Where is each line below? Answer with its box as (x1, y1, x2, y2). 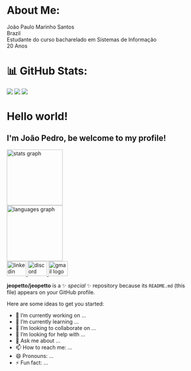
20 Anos (7, 42, 28, 49)
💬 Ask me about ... (15, 337, 61, 344)
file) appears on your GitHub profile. (7, 288, 95, 295)
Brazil (7, 29, 21, 36)
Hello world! (7, 110, 68, 123)
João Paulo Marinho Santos (7, 23, 75, 30)
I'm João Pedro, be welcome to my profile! (7, 133, 166, 144)
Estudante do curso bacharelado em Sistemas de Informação (7, 36, 157, 43)
